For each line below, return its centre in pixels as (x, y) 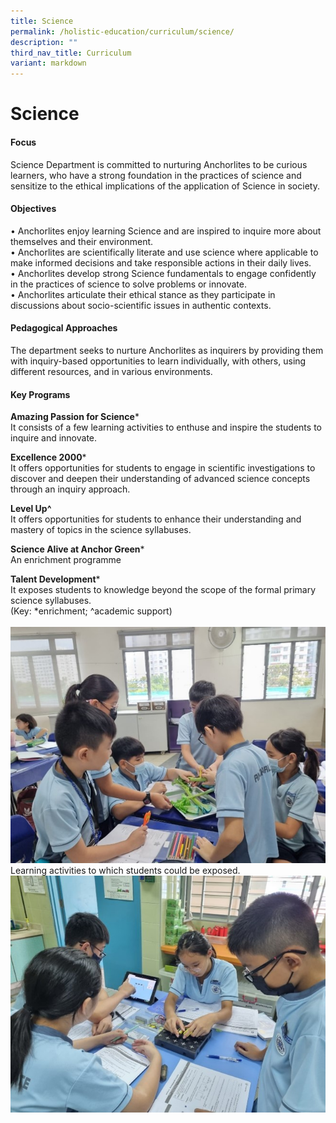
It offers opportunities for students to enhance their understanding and (156, 519)
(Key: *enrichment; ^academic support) (91, 611)
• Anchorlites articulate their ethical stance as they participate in (143, 294)
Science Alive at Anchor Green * (77, 549)
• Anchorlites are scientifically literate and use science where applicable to (164, 252)
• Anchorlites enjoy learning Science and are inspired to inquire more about (166, 231)
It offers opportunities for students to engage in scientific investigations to (163, 468)
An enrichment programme (66, 560)
